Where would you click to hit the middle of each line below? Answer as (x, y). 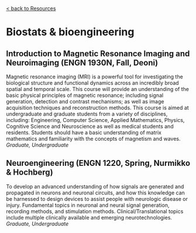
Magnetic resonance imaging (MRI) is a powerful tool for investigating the (94, 76)
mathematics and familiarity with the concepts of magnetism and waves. (93, 139)
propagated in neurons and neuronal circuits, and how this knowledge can (96, 193)
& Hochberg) (30, 173)
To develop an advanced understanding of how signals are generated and (95, 186)
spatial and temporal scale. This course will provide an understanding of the (97, 89)
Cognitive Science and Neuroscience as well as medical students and (90, 126)
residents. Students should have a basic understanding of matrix (84, 133)
